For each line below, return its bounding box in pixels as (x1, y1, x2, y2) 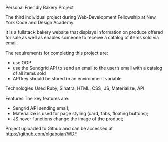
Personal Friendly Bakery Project (5, 5, 74, 10)
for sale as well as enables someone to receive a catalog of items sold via (5, 35, 159, 40)
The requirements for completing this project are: (5, 50, 108, 56)
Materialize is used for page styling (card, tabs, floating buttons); (12, 111, 149, 116)
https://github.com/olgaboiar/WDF (5, 131, 77, 137)
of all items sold (12, 70, 46, 76)
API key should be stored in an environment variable (12, 76, 122, 81)
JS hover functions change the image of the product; (12, 116, 124, 122)
